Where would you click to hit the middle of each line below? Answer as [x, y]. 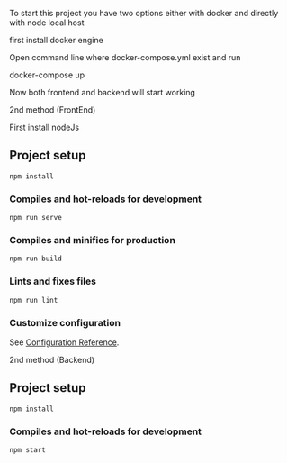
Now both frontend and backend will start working [103, 92]
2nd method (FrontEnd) [53, 110]
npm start [28, 450]
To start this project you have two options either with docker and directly [144, 13]
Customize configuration [65, 322]
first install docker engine [56, 40]
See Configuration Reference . [64, 342]
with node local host [47, 23]
